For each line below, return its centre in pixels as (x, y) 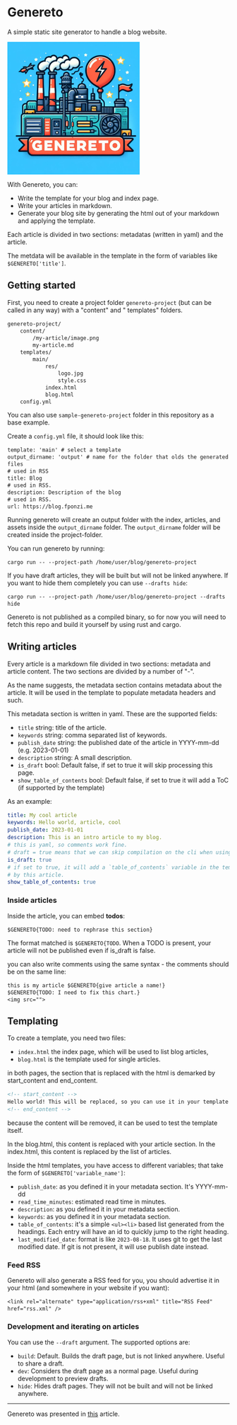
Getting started (42, 285)
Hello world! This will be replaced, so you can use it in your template (118, 1102)
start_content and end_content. (53, 1080)
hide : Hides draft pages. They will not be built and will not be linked (115, 1386)
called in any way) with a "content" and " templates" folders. (95, 310)
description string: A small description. (75, 757)
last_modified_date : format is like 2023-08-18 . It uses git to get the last (120, 1240)
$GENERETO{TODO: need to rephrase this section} (80, 930)
